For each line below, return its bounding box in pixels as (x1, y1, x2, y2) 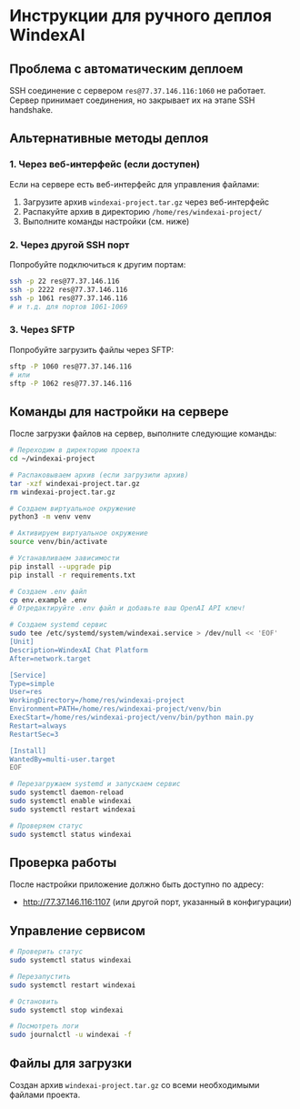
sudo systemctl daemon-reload (9, 788, 125, 797)
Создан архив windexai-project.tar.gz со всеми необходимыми (9, 1080, 260, 1091)
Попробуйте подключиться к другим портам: (9, 258, 186, 269)
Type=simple (9, 679, 55, 688)
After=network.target (9, 654, 92, 663)
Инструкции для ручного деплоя (9, 5, 273, 26)
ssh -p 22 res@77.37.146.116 (9, 277, 120, 286)
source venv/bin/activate (9, 538, 107, 547)
